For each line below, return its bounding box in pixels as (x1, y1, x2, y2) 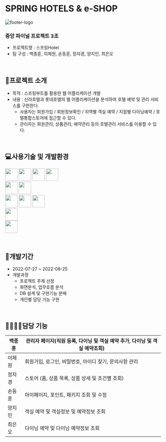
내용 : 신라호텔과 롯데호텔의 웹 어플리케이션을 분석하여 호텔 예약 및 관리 (12, 97, 150, 103)
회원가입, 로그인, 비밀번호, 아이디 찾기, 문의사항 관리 (24, 358, 138, 365)
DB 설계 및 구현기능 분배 (19, 290, 67, 296)
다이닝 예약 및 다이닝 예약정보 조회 (24, 425, 100, 432)
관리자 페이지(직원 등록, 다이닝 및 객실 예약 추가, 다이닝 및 (25, 337, 152, 344)
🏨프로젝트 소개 (5, 76, 47, 84)
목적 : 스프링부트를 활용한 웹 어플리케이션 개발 (12, 90, 101, 96)
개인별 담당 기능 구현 (19, 296, 60, 302)
